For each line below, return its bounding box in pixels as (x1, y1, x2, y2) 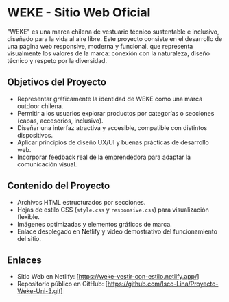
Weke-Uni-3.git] (16, 287, 63, 295)
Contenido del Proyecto (7, 180, 110, 192)
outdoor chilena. (16, 101, 64, 110)
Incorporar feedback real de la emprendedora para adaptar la (16, 153, 191, 161)
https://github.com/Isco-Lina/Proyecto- (107, 279, 219, 288)
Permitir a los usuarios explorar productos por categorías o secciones (16, 109, 215, 117)
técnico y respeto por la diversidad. (7, 56, 108, 64)
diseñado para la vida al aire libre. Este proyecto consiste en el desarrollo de (7, 34, 223, 42)
